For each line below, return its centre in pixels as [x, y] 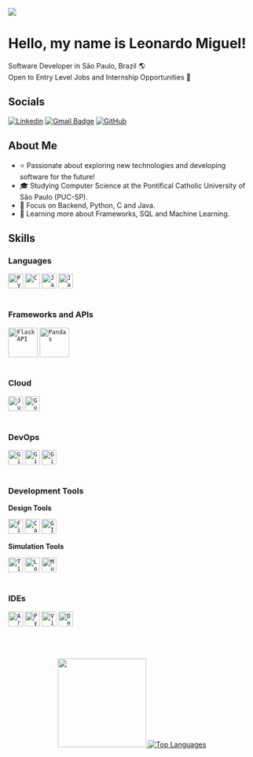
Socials [27, 102]
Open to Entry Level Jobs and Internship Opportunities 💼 [99, 77]
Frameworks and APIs [51, 315]
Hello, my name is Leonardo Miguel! [127, 44]
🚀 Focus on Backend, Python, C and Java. [87, 205]
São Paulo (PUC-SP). [53, 196]
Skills [22, 238]
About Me [33, 146]
